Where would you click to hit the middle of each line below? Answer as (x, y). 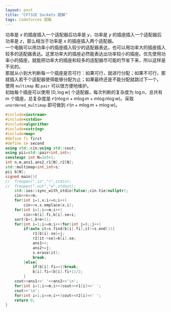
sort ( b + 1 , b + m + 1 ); (33, 219)
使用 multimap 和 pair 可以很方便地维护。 (48, 86)
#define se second (25, 143)
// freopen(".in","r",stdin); (38, 181)
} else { (31, 262)
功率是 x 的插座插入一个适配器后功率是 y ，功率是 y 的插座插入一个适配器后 (83, 35)
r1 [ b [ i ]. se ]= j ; (49, 234)
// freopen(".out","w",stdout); (41, 186)
